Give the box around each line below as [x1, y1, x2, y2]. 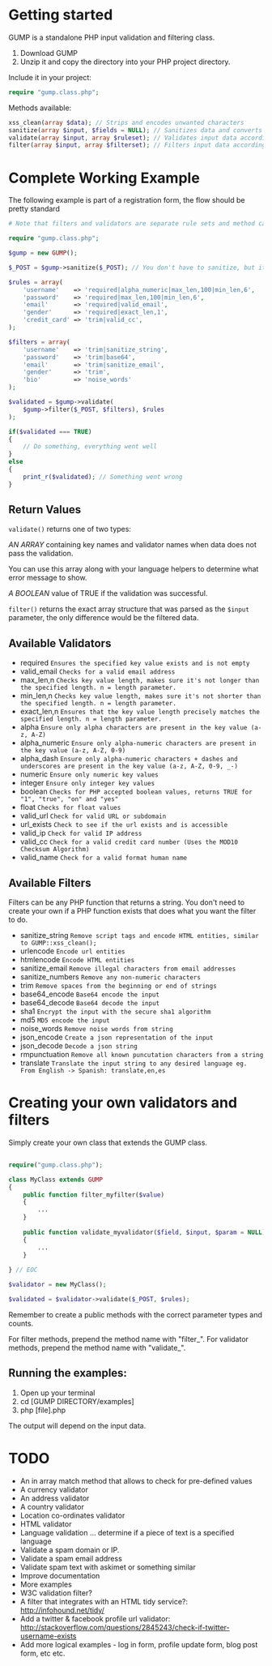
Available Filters [8, 876, 91, 889]
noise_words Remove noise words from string [19, 1024, 174, 1034]
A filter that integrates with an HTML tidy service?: [19, 1596, 189, 1606]
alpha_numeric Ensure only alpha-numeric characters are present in [19, 738, 257, 747]
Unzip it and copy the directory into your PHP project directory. [19, 57, 231, 66]
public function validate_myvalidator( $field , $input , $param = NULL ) [23, 1228, 266, 1236]
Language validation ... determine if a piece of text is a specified [19, 1527, 235, 1537]
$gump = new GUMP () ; [8, 249, 79, 257]
